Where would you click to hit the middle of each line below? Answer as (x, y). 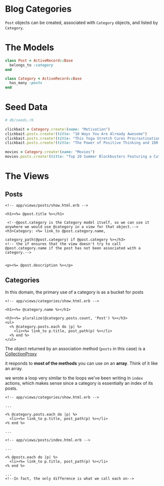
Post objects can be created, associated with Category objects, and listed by (82, 22)
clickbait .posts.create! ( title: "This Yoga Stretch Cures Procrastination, (84, 138)
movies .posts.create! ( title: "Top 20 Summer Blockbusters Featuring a (78, 157)
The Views (27, 176)
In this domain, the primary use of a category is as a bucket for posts (74, 292)
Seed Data (26, 107)
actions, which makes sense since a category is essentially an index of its (79, 383)
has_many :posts (26, 83)
